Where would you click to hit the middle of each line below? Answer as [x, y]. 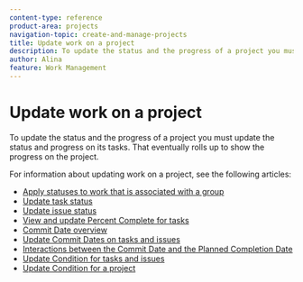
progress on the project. [54, 156]
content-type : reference [56, 18]
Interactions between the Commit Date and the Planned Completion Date [157, 249]
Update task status [57, 201]
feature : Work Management [58, 68]
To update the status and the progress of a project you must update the [142, 137]
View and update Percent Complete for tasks [106, 220]
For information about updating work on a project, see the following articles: [150, 174]
